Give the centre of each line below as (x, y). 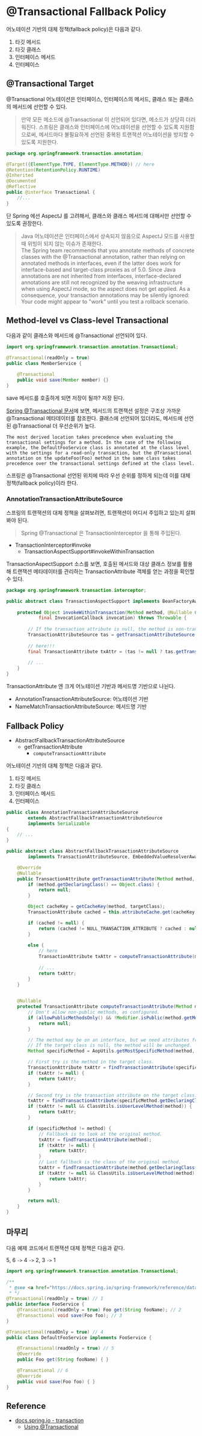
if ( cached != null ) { (56, 923)
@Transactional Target (50, 84)
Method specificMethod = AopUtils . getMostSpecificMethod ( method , (112, 1051)
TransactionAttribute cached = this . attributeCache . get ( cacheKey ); (114, 912)
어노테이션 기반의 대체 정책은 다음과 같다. (54, 765)
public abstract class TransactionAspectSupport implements (83, 601)
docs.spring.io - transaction (49, 1420)
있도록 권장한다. (25, 223)
